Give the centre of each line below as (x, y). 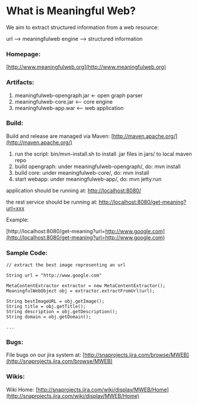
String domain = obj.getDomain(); (49, 317)
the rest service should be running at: (52, 202)
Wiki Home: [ (22, 390)
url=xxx (15, 208)
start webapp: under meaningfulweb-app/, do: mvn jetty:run (88, 179)
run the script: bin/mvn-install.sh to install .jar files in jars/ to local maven (103, 154)
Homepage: (23, 54)
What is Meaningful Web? (71, 11)
